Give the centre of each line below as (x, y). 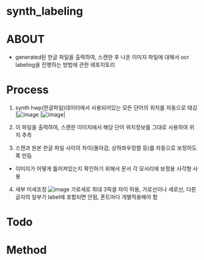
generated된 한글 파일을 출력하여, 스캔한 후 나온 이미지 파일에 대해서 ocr (102, 57)
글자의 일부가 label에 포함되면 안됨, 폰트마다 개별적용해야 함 (86, 197)
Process (27, 90)
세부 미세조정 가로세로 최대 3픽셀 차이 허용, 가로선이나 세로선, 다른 (106, 189)
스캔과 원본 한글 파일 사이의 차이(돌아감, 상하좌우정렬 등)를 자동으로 (95, 148)
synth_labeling (45, 11)
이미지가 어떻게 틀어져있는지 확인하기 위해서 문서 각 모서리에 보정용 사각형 (103, 169)
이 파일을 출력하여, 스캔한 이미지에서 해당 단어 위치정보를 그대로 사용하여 (101, 128)
